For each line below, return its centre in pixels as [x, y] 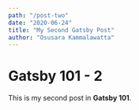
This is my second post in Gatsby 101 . [70, 98]
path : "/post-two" [38, 15]
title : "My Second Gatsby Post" [61, 30]
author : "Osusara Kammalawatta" [61, 37]
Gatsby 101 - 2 [55, 76]
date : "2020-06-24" [40, 23]
